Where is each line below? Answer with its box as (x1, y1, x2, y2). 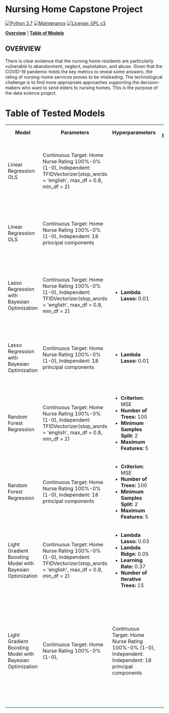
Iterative (120, 575, 142, 582)
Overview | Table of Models (5, 30, 64, 36)
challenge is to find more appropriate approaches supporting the (5, 79, 139, 85)
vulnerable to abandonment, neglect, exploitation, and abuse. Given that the (5, 63, 162, 69)
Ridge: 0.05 (120, 550, 149, 557)
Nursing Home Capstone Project (5, 4, 143, 15)
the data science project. (5, 90, 57, 96)
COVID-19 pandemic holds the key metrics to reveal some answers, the (5, 68, 153, 74)
